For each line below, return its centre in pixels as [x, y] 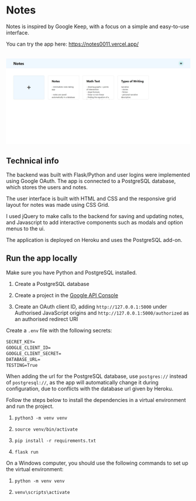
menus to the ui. [25, 229]
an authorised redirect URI [46, 319]
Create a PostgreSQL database [52, 284]
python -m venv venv [39, 481]
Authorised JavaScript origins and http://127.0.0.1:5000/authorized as [102, 313]
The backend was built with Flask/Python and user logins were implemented [98, 175]
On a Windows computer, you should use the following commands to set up [97, 463]
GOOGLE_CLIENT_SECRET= [34, 353]
